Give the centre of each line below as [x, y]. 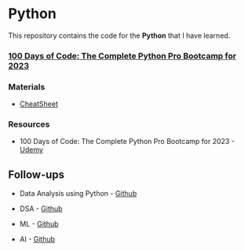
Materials [27, 87]
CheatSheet [39, 104]
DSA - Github [41, 209]
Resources [29, 124]
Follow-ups [37, 174]
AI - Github [37, 239]
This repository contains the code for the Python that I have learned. [119, 35]
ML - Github [39, 224]
